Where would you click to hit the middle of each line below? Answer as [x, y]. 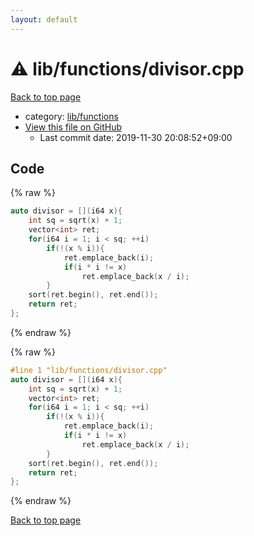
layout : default [44, 19]
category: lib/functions [71, 116]
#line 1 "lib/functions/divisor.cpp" [89, 370]
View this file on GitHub [73, 127]
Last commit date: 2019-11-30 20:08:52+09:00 [136, 137]
